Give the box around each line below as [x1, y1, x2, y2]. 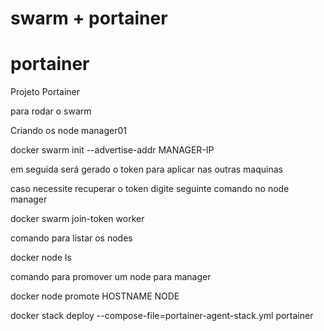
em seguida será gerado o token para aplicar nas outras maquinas [10, 163, 283, 176]
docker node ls [10, 252, 72, 264]
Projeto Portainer [10, 86, 81, 98]
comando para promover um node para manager [10, 271, 212, 283]
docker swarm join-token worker [10, 213, 145, 225]
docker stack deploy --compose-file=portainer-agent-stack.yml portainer [10, 310, 314, 322]
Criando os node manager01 [10, 125, 127, 137]
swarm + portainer [10, 7, 168, 30]
